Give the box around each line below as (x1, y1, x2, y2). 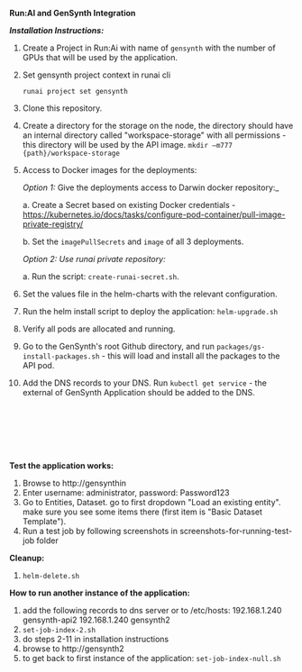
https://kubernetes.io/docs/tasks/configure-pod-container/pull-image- (22, 209, 286, 220)
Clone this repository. (22, 103, 103, 114)
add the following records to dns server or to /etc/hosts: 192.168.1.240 (22, 605, 282, 615)
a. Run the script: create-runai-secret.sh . (22, 271, 179, 282)
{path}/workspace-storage (22, 149, 120, 158)
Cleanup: (9, 553, 45, 563)
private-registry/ (22, 219, 84, 229)
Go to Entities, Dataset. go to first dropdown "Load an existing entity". (22, 497, 281, 507)
